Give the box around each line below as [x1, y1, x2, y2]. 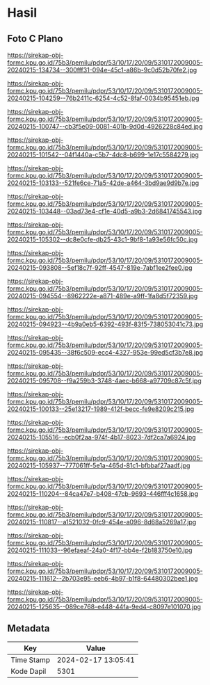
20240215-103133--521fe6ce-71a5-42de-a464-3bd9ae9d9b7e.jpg [7, 179, 200, 187]
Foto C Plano [7, 33, 63, 45]
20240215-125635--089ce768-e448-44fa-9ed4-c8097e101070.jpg [7, 603, 202, 611]
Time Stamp [10, 655, 51, 665]
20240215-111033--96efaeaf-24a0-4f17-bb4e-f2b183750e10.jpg [7, 546, 193, 554]
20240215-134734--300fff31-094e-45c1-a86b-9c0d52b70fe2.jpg [7, 66, 197, 74]
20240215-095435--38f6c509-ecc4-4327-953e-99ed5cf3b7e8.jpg [7, 348, 204, 356]
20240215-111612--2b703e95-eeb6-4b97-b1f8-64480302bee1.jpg [7, 574, 198, 582]
